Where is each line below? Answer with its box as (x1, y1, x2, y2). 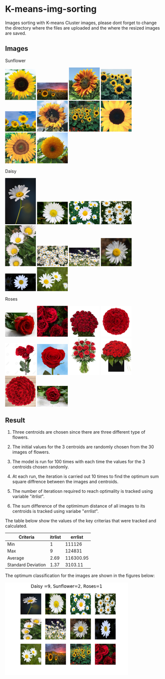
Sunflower (5, 58, 26, 64)
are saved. (5, 30, 27, 36)
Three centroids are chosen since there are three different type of (12, 429, 146, 435)
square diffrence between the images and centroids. (12, 479, 119, 485)
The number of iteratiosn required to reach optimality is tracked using (12, 488, 153, 494)
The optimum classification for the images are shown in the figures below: (5, 573, 155, 578)
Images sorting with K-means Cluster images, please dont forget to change (5, 20, 157, 26)
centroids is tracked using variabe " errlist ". (12, 509, 99, 514)
